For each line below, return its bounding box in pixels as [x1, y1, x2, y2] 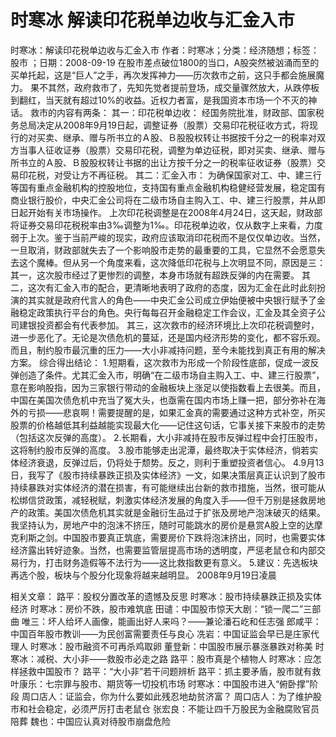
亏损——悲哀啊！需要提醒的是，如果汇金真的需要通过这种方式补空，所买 [27, 406, 326, 418]
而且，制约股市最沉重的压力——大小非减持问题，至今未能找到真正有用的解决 [10, 344, 326, 356]
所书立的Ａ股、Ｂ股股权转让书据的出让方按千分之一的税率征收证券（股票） [10, 156, 317, 168]
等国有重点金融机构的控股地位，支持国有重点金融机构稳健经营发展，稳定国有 [10, 181, 326, 193]
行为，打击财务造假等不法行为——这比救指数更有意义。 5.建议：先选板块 [18, 556, 318, 568]
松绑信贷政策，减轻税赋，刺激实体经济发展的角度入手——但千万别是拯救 [10, 494, 308, 506]
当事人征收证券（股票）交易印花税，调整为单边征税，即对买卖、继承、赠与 [18, 144, 326, 156]
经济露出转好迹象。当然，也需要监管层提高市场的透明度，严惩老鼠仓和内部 [10, 544, 317, 556]
